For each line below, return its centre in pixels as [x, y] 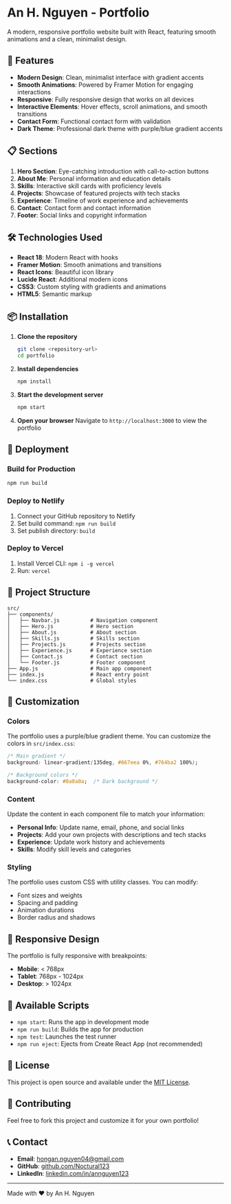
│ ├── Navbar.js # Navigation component [82, 620]
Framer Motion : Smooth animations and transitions [89, 265]
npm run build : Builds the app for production [80, 1029]
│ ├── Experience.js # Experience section [80, 650]
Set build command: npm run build [66, 523]
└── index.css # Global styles [72, 681]
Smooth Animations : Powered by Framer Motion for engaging [105, 85]
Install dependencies [48, 369]
